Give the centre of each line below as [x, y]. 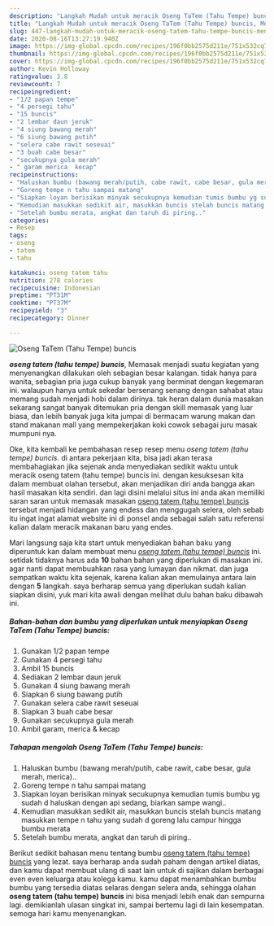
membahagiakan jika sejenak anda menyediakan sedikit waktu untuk [124, 466]
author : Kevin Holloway [50, 69]
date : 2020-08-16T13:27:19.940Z [64, 39]
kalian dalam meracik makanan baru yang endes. [91, 526]
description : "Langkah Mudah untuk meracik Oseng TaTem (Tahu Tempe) [130, 16]
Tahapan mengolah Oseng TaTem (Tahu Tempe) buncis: [107, 747]
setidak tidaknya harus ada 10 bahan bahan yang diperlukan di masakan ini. [136, 560]
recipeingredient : [40, 92]
